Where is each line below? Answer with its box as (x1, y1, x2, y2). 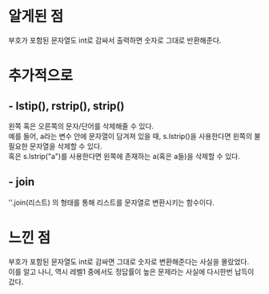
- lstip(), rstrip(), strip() (8, 99, 125, 112)
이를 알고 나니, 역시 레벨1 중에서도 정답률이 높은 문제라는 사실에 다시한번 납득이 (8, 267, 255, 276)
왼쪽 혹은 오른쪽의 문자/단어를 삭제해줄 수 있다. (8, 121, 155, 131)
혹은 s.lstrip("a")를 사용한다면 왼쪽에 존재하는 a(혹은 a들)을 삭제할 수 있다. (8, 151, 240, 161)
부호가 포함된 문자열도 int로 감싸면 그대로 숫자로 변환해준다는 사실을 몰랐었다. (8, 256, 250, 266)
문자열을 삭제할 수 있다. (29, 141, 102, 151)
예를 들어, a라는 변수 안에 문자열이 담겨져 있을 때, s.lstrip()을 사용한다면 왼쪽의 (8, 131, 253, 141)
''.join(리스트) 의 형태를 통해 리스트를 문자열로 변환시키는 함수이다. (8, 198, 215, 207)
